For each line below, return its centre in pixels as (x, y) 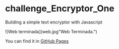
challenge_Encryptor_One (60, 9)
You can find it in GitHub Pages (37, 41)
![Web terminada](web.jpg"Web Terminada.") (51, 31)
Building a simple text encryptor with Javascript (54, 22)
